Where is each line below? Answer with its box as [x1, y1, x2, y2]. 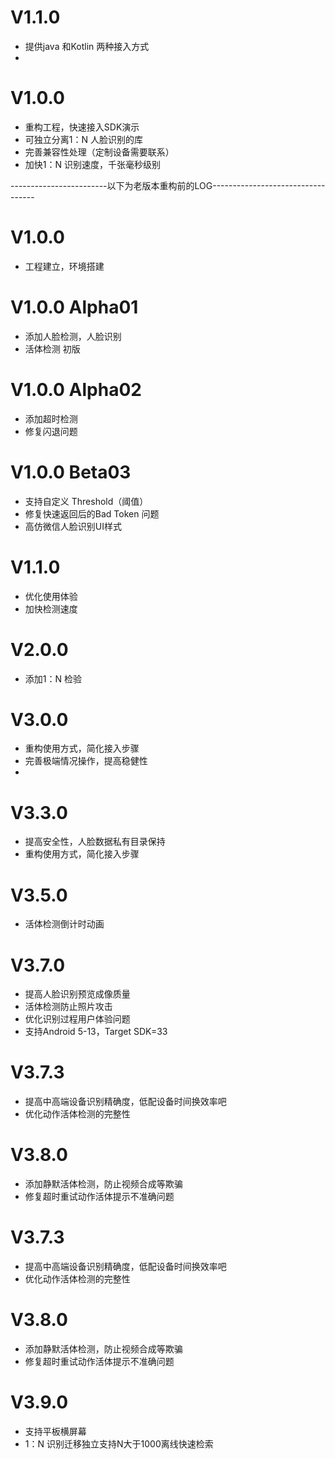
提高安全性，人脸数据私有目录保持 [24, 836, 166, 848]
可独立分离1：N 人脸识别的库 [24, 133, 143, 145]
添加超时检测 [24, 412, 78, 425]
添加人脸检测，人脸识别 [24, 330, 122, 342]
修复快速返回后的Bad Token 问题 [24, 507, 160, 520]
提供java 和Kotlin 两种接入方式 [24, 40, 150, 52]
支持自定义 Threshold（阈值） [24, 495, 149, 507]
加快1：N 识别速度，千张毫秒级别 [24, 158, 161, 170]
